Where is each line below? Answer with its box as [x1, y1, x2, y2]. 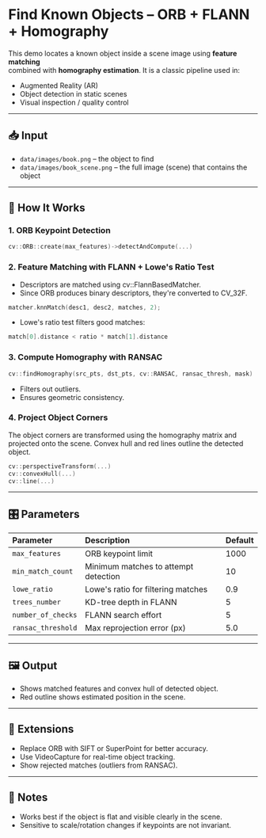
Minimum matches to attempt [84, 561, 194, 572]
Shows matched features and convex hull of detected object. [19, 684, 219, 694]
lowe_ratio [12, 585, 53, 594]
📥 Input [8, 129, 48, 143]
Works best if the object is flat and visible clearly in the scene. [19, 812, 223, 821]
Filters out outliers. [19, 384, 82, 394]
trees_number [12, 598, 62, 607]
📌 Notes [8, 790, 48, 805]
